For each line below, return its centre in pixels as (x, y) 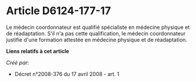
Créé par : (18, 63)
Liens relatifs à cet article (38, 51)
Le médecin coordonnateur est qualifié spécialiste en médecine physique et (98, 27)
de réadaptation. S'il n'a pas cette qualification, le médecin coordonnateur (96, 33)
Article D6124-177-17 (59, 11)
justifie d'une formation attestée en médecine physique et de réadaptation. (97, 40)
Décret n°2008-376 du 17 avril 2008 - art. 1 (67, 74)
